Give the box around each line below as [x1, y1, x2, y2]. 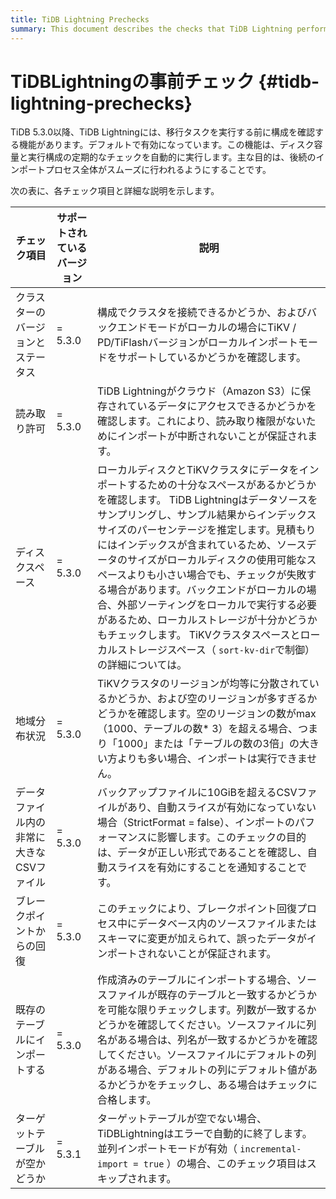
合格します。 [96, 1093, 157, 1107]
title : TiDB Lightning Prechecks [10, 14, 150, 25]
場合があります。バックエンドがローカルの [106, 583, 307, 597]
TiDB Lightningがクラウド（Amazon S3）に [96, 384, 302, 398]
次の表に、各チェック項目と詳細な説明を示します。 [10, 185, 220, 197]
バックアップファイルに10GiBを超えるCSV [96, 786, 298, 800]
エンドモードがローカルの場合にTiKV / [116, 321, 297, 335]
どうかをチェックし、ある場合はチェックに [116, 1078, 318, 1092]
